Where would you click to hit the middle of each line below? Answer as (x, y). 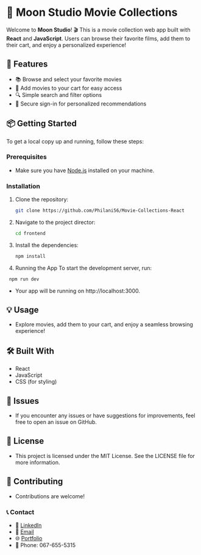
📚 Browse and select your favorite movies (68, 79)
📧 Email (25, 532)
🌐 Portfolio (29, 539)
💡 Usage (23, 310)
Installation (23, 186)
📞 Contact (20, 512)
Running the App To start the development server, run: (83, 268)
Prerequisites (26, 157)
